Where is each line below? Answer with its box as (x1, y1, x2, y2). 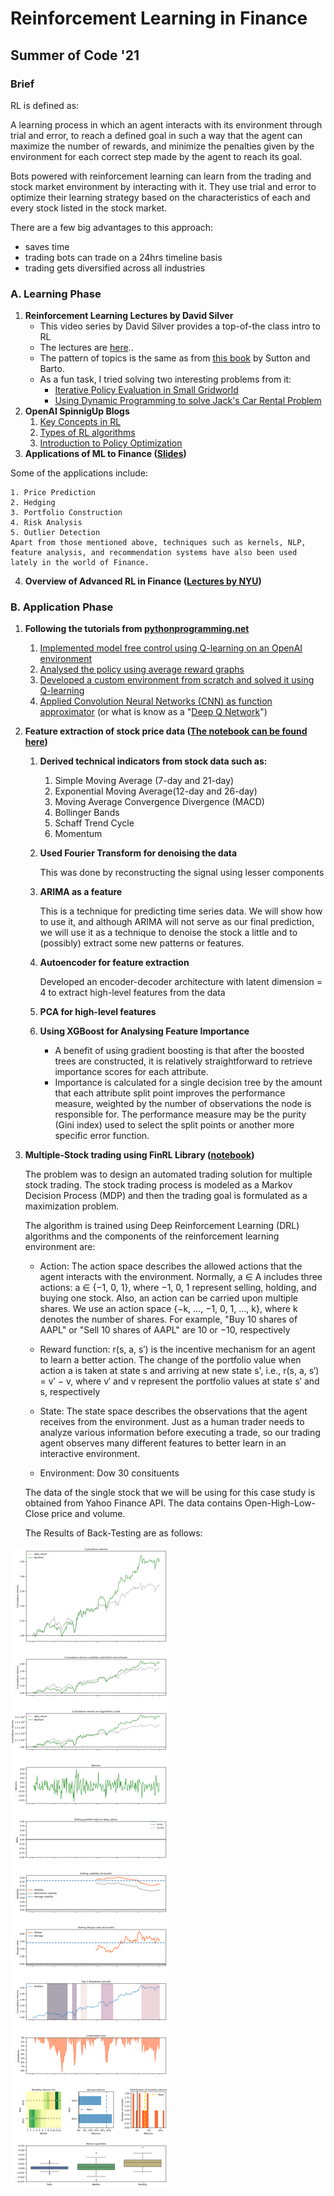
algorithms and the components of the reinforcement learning (24, 1230, 280, 1242)
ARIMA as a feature (39, 886, 123, 898)
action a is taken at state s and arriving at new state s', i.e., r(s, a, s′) (39, 1365, 320, 1377)
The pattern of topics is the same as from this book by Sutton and (39, 352, 311, 364)
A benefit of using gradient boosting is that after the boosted (54, 1045, 305, 1057)
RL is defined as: (10, 99, 80, 111)
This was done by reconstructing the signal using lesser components (39, 867, 325, 879)
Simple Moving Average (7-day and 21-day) (54, 775, 235, 787)
